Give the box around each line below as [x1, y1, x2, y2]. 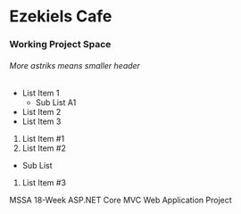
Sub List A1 [35, 97, 77, 108]
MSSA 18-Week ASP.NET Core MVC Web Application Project [9, 194, 232, 206]
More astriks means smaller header [9, 60, 141, 70]
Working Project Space [9, 38, 112, 51]
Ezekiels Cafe [9, 6, 112, 27]
